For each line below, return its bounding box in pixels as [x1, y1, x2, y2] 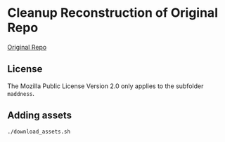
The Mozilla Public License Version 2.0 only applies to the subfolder [7, 82, 204, 90]
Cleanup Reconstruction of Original [7, 5, 218, 21]
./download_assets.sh [7, 128, 71, 135]
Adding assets [7, 110, 72, 122]
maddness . [7, 89, 35, 97]
